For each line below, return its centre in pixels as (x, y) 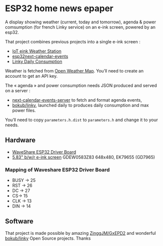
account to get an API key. (31, 76)
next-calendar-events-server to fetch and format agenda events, (77, 100)
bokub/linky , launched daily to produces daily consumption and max (81, 105)
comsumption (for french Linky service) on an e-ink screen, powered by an (80, 27)
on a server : (18, 90)
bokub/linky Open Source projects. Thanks (48, 238)
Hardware (20, 140)
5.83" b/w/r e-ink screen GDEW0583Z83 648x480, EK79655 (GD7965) (83, 157)
